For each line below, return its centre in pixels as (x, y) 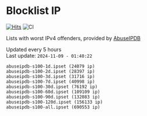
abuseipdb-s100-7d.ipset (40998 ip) (50, 82)
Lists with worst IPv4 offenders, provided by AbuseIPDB (73, 38)
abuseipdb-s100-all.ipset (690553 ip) (53, 107)
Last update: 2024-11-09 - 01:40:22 (49, 55)
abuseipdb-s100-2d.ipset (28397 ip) (50, 71)
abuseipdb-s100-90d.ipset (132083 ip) (53, 97)
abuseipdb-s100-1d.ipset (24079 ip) (50, 66)
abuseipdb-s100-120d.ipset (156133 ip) (55, 102)
